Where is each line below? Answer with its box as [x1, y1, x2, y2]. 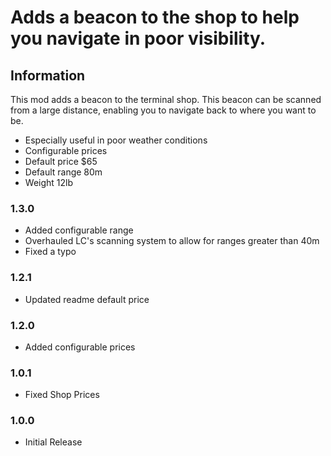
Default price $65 [24, 156, 98, 167]
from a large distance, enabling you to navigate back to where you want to [10, 104, 317, 116]
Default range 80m [24, 166, 103, 178]
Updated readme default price [24, 293, 150, 305]
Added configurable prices [24, 341, 136, 353]
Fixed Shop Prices [24, 389, 100, 401]
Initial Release [24, 436, 83, 448]
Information [10, 67, 86, 84]
